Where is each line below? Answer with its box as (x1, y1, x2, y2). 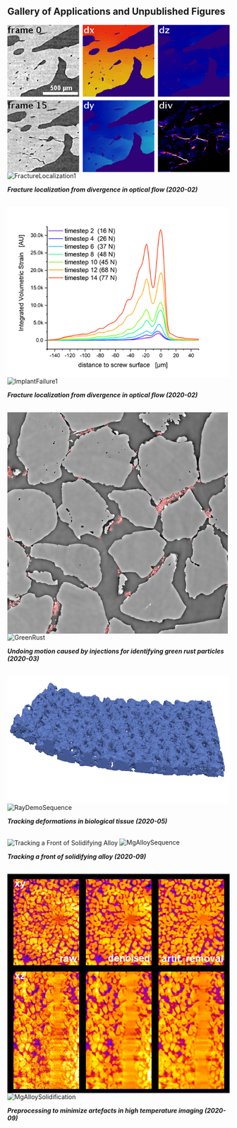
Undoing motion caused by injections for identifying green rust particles (7, 647, 224, 655)
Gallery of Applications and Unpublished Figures (7, 6, 226, 18)
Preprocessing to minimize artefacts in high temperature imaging (7, 1106, 203, 1115)
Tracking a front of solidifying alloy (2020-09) (7, 852, 147, 861)
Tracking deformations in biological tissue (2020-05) (7, 816, 168, 826)
